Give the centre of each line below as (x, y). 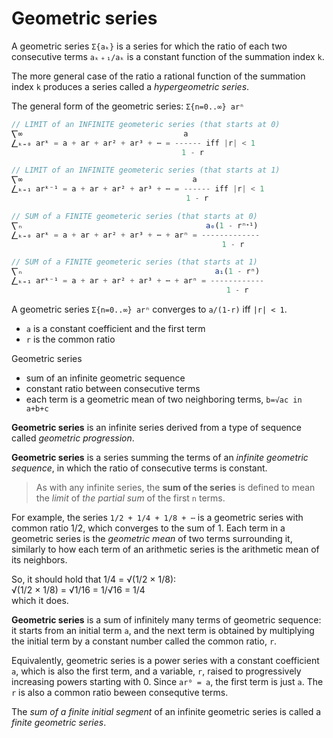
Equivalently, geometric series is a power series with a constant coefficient (165, 660)
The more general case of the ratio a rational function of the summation (158, 76)
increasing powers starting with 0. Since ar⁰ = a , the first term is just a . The (167, 681)
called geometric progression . (73, 438)
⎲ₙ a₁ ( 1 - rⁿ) (136, 272)
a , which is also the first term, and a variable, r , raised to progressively (156, 671)
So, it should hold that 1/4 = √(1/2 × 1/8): (94, 579)
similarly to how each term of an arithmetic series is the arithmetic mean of (165, 549)
